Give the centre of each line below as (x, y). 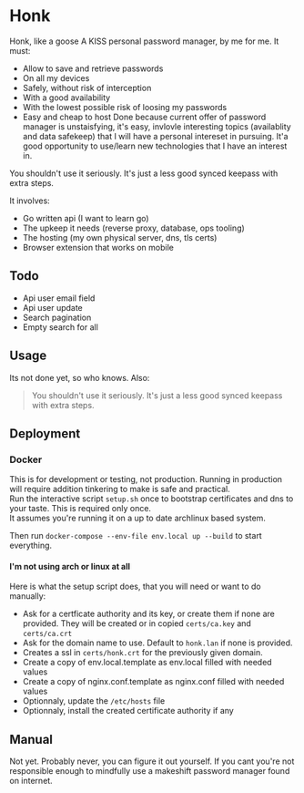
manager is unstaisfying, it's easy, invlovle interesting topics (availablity (157, 126)
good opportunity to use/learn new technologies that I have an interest (155, 146)
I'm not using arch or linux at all (70, 566)
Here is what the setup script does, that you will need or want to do (135, 587)
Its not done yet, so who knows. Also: (80, 377)
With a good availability (66, 98)
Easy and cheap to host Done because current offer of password (144, 117)
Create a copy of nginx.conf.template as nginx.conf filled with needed (153, 682)
